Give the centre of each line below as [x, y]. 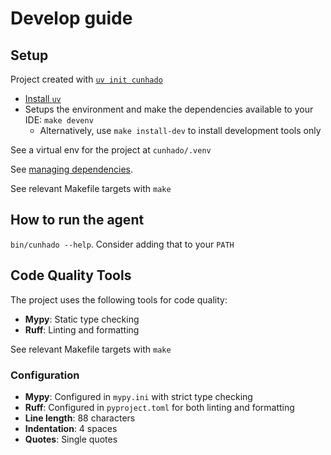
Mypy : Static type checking [82, 319]
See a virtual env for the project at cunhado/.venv [111, 150]
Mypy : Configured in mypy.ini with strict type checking [138, 396]
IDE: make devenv [59, 120]
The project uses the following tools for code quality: [119, 299]
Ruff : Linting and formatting [82, 329]
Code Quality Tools [71, 275]
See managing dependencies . [72, 169]
